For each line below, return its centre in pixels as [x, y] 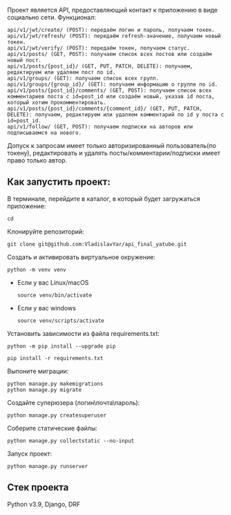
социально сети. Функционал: [52, 17]
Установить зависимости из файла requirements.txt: [83, 333]
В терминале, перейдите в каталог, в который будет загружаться [104, 198]
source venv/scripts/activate [61, 321]
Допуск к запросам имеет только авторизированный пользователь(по [112, 146]
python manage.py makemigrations [55, 384]
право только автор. [37, 160]
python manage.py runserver [48, 466]
